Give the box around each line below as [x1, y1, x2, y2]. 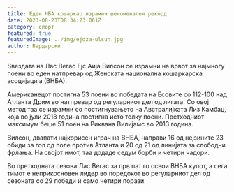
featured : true [7, 29, 52, 37]
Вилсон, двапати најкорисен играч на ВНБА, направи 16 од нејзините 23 [7, 133, 224, 142]
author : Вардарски [7, 43, 61, 50]
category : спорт [7, 23, 54, 30]
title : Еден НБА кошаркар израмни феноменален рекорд [7, 10, 168, 17]
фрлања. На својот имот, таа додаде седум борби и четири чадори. [7, 148, 210, 156]
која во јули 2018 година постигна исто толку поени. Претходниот [7, 112, 205, 121]
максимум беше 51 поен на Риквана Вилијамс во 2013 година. [7, 120, 193, 128]
